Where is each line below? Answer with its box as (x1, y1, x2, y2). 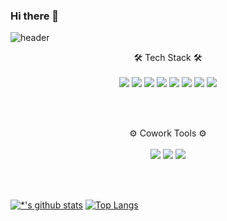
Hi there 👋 (10, 9, 60, 23)
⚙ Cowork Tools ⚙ (129, 127, 207, 139)
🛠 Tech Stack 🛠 (133, 52, 203, 64)
